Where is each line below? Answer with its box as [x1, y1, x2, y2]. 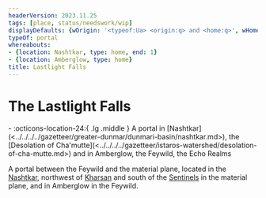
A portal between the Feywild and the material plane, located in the [8, 164, 227, 173]
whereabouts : [8, 41, 51, 49]
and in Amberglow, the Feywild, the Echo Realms [73, 148, 232, 158]
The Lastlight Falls [8, 97, 131, 115]
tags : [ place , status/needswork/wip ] [8, 19, 133, 27]
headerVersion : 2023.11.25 [8, 11, 97, 20]
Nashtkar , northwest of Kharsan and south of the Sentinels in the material [8, 172, 248, 182]
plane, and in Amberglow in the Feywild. [8, 181, 139, 190]
